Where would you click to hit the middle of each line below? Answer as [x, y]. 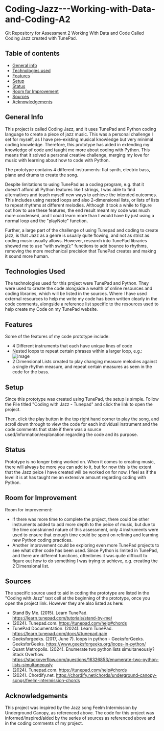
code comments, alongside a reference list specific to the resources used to [82, 304]
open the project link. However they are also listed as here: [64, 603]
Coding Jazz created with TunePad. [41, 38]
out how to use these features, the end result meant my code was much [78, 210]
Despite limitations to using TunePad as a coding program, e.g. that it [75, 184]
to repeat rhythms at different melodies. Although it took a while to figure [79, 205]
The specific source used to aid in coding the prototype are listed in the [77, 593]
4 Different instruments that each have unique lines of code [72, 346]
